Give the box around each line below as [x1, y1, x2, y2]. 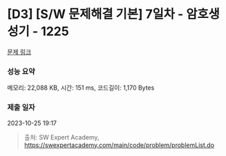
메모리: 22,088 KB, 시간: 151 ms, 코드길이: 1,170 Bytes [7, 84, 155, 92]
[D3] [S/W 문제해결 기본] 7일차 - [7, 6, 184, 22]
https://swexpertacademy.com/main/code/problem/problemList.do [23, 141, 215, 149]
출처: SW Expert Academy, [23, 133, 100, 142]
